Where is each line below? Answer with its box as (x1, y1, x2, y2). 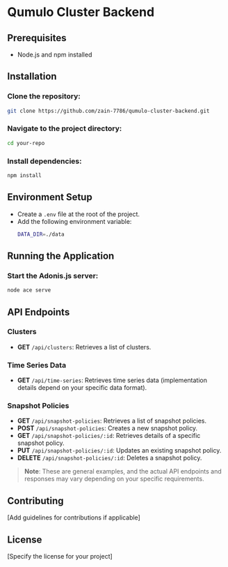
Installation (7, 70, 57, 82)
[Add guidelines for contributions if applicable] (7, 513, 140, 522)
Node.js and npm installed (17, 50, 92, 59)
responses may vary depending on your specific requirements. (24, 475, 204, 483)
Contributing (7, 494, 64, 506)
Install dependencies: (7, 156, 82, 166)
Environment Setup (7, 191, 92, 203)
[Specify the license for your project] (7, 552, 113, 561)
